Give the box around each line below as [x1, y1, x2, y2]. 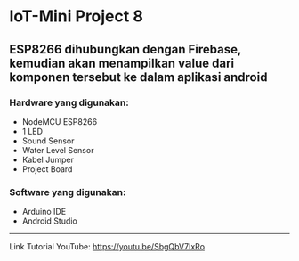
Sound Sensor [21, 135, 75, 146]
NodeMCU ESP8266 [21, 116, 98, 126]
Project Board [21, 163, 73, 175]
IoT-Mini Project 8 [9, 6, 144, 27]
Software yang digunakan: [9, 185, 126, 198]
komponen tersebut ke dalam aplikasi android [9, 69, 268, 85]
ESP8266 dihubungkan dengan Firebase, [9, 42, 242, 57]
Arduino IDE [21, 207, 67, 217]
